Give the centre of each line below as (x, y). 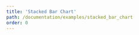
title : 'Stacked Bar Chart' (42, 12)
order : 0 (17, 23)
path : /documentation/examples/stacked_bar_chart (70, 17)
